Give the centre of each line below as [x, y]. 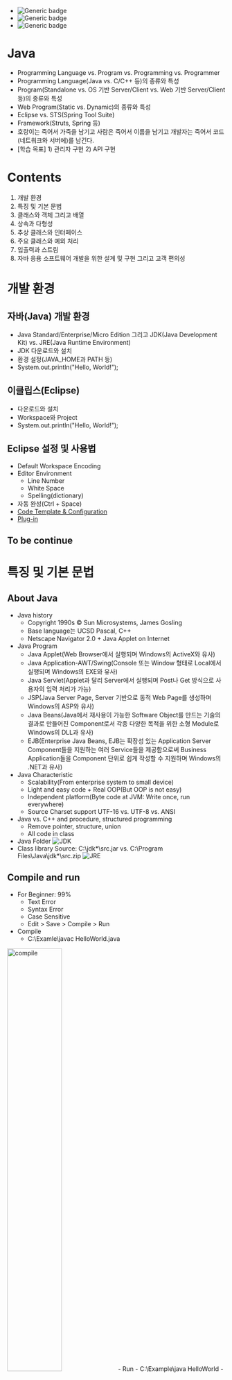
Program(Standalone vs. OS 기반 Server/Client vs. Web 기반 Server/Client [121, 90]
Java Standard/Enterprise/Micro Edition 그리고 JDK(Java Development [117, 334]
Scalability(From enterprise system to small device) [101, 782]
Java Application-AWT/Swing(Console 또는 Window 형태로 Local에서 [124, 663]
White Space [46, 488]
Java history [35, 615]
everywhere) [46, 804]
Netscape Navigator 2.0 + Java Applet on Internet [98, 638]
